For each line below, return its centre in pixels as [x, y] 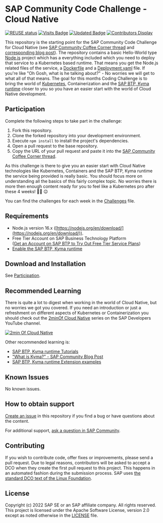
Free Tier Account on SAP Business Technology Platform [69, 238]
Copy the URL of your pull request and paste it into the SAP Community [84, 151]
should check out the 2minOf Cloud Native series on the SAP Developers [78, 318]
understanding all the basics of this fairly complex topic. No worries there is [81, 181]
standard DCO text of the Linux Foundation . [49, 478]
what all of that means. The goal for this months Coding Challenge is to [76, 78]
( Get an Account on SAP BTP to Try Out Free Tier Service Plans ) [76, 243]
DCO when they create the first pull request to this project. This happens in [80, 468]
